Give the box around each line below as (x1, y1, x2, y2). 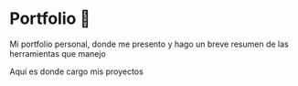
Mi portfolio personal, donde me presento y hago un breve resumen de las (9, 38, 290, 49)
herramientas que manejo (9, 48, 107, 59)
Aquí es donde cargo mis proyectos (9, 66, 144, 77)
